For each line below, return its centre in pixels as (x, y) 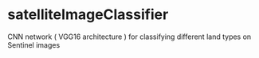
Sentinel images (34, 44)
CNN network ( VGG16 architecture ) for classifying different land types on (129, 37)
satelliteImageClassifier (88, 15)
